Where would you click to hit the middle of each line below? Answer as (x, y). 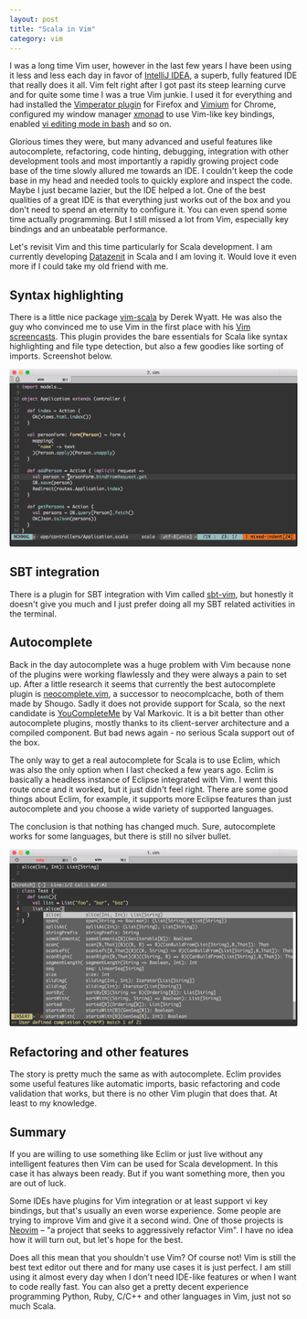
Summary (38, 1132)
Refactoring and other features (99, 1052)
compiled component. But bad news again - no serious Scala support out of (152, 733)
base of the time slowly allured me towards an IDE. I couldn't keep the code (152, 171)
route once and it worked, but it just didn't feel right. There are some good (149, 789)
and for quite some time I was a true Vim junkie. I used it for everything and (151, 95)
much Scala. (33, 1306)
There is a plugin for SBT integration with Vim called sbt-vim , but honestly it (152, 594)
